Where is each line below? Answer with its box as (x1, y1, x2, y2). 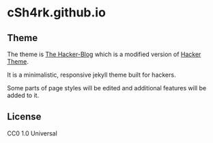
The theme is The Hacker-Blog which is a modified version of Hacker (7, 50, 201, 58)
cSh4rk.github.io (7, 5, 106, 21)
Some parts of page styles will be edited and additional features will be (7, 84, 207, 92)
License (7, 111, 42, 122)
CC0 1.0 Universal (7, 129, 58, 138)
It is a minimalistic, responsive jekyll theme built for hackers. (7, 70, 176, 79)
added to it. (7, 91, 40, 99)
